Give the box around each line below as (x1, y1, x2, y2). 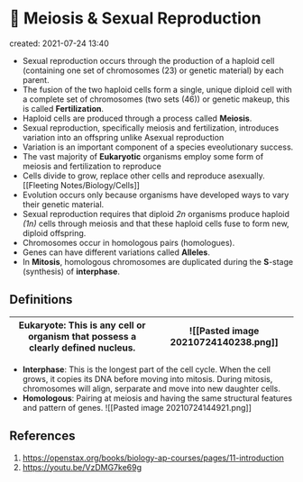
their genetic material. (22, 198, 105, 210)
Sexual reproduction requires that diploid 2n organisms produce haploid (22, 208, 290, 219)
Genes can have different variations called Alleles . (22, 247, 210, 258)
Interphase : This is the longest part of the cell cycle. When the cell (22, 364, 271, 375)
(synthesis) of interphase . (22, 266, 120, 277)
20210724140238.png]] (170, 335, 279, 348)
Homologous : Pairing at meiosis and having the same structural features (22, 392, 293, 404)
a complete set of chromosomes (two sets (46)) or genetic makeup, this (22, 94, 290, 105)
